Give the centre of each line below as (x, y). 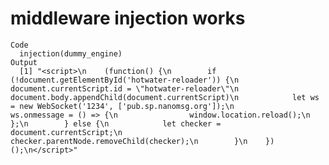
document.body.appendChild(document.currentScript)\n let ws (165, 97)
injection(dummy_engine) (71, 53)
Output (24, 62)
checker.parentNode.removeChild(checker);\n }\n (129, 141)
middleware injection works (128, 18)
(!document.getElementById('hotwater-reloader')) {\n (125, 80)
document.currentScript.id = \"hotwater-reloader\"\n (125, 88)
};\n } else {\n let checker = (116, 123)
